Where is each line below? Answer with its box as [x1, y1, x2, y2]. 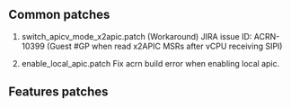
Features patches [8, 85, 109, 100]
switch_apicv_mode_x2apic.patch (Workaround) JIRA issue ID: [21, 31, 252, 41]
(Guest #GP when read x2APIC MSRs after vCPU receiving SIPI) [47, 40, 283, 51]
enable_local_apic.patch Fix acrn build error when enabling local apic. [21, 58, 280, 68]
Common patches [8, 7, 110, 22]
